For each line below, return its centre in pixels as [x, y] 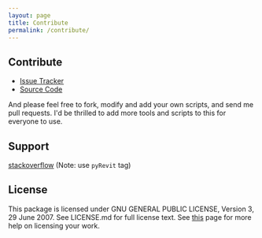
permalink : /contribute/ [49, 30]
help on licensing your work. [54, 225]
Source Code [41, 89]
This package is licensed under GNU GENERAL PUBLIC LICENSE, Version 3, [131, 209]
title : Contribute [38, 23]
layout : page [30, 15]
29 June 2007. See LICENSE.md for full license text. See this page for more [130, 217]
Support [29, 146]
